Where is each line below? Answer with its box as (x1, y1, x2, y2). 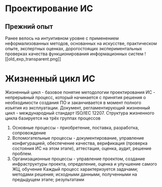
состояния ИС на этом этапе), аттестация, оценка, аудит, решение (12, 145, 152, 151)
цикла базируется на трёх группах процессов (5, 115, 101, 121)
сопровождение (12, 130, 46, 136)
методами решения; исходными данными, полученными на (12, 171, 138, 177)
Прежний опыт (5, 22, 53, 31)
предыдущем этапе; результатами (12, 176, 84, 182)
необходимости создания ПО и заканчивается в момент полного (5, 100, 142, 105)
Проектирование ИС (5, 3, 94, 14)
